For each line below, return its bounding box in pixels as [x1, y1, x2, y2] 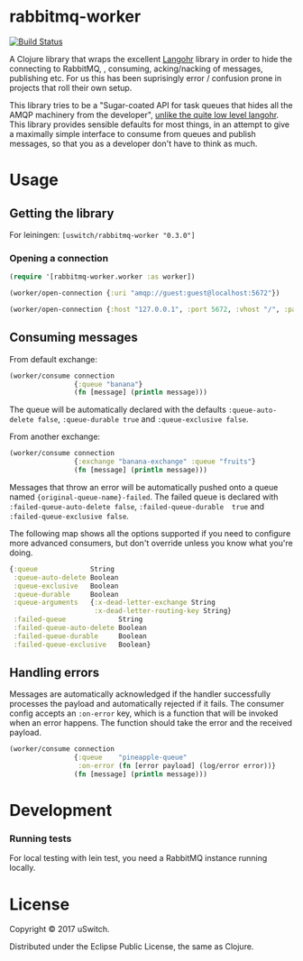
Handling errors [9, 665, 100, 681]
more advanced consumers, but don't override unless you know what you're [9, 537, 293, 548]
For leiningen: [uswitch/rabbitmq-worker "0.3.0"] [9, 229, 196, 240]
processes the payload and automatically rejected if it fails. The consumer [9, 699, 285, 709]
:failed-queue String [13, 615, 143, 624]
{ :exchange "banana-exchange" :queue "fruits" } [73, 457, 256, 466]
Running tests [9, 832, 72, 845]
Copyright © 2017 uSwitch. [9, 924, 110, 935]
